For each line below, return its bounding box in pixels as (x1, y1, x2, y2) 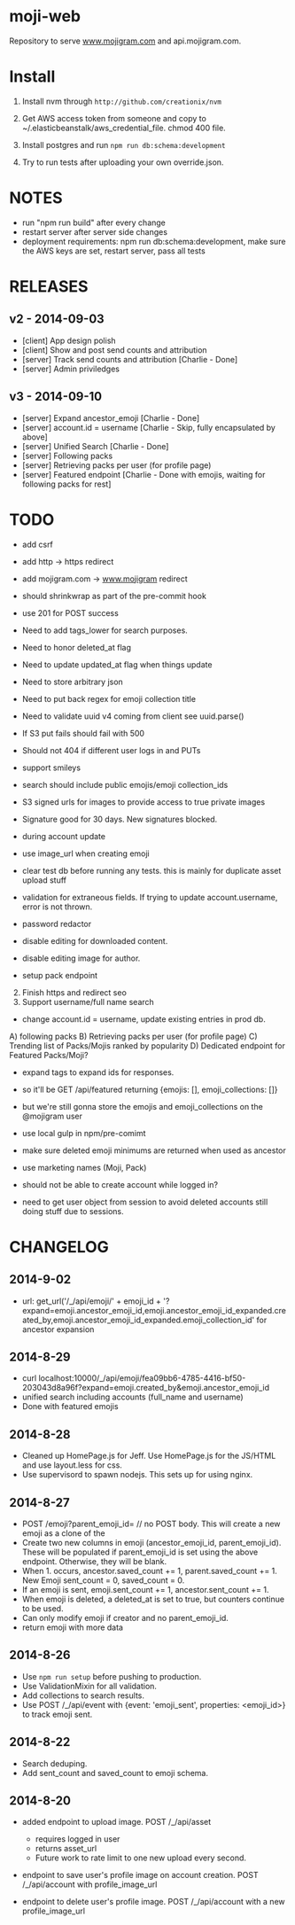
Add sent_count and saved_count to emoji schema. (21, 1767, 208, 1778)
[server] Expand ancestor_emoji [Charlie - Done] (21, 412, 200, 423)
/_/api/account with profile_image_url (21, 1879, 158, 1890)
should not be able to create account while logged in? (21, 1179, 219, 1189)
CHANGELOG (9, 1236, 109, 1257)
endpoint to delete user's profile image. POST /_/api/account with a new (21, 1897, 285, 1907)
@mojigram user (21, 1111, 82, 1121)
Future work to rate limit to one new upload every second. (35, 1852, 246, 1863)
